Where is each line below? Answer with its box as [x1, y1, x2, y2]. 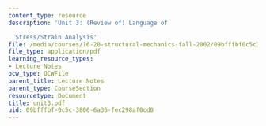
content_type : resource [8, 11, 87, 20]
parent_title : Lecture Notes [8, 76, 104, 85]
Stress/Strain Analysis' [15, 33, 97, 41]
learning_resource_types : [8, 55, 93, 63]
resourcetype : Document [8, 91, 87, 99]
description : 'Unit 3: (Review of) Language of [8, 19, 169, 27]
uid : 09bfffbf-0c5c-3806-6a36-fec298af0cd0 [8, 106, 154, 114]
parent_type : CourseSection [8, 84, 101, 92]
